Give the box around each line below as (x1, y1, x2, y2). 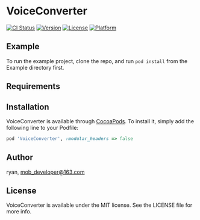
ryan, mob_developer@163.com (6, 168, 85, 176)
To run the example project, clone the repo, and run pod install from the (6, 57, 188, 64)
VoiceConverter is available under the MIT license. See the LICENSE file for (6, 201, 193, 209)
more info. (6, 208, 32, 215)
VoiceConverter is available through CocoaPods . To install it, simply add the (6, 117, 195, 124)
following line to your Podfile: (6, 124, 79, 131)
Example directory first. (6, 64, 64, 71)
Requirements (6, 81, 60, 91)
